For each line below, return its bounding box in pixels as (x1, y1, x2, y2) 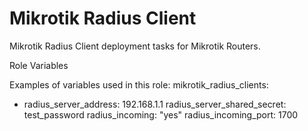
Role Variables (9, 59, 69, 71)
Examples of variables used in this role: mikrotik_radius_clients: (9, 78, 269, 91)
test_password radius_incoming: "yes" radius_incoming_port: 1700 (23, 108, 299, 121)
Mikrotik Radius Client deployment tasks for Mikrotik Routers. (9, 40, 261, 52)
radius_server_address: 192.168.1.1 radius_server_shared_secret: (23, 98, 287, 110)
